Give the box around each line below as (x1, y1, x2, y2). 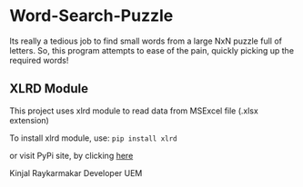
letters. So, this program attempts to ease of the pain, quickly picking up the (9, 44, 294, 55)
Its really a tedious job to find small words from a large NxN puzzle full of (9, 35, 282, 46)
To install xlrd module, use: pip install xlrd (9, 133, 177, 143)
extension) (9, 114, 50, 125)
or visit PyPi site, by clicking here (9, 150, 134, 161)
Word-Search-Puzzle (9, 5, 174, 26)
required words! (9, 54, 69, 65)
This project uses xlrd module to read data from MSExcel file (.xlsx (9, 105, 259, 116)
